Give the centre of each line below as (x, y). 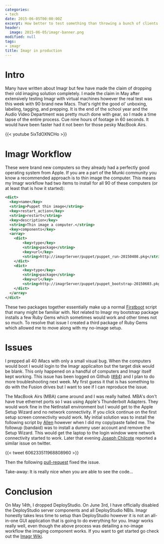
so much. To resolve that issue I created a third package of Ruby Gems (76, 322)
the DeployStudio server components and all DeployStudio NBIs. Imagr (76, 510)
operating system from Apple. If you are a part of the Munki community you (81, 173)
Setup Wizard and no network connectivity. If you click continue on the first (81, 412)
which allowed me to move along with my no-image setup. (64, 328)
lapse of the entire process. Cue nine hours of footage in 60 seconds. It (77, 119)
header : (13, 28)
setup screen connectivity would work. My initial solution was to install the (80, 417)
